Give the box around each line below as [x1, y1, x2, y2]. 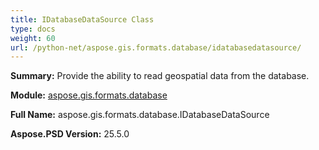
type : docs [10, 24, 56, 34]
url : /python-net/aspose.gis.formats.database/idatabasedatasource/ [10, 42, 302, 53]
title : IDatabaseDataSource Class [10, 14, 155, 25]
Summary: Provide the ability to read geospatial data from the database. [10, 70, 310, 82]
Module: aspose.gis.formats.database [10, 89, 168, 101]
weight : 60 [10, 33, 56, 43]
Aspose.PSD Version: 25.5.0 [10, 128, 130, 140]
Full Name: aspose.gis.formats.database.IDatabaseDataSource [10, 109, 270, 121]
